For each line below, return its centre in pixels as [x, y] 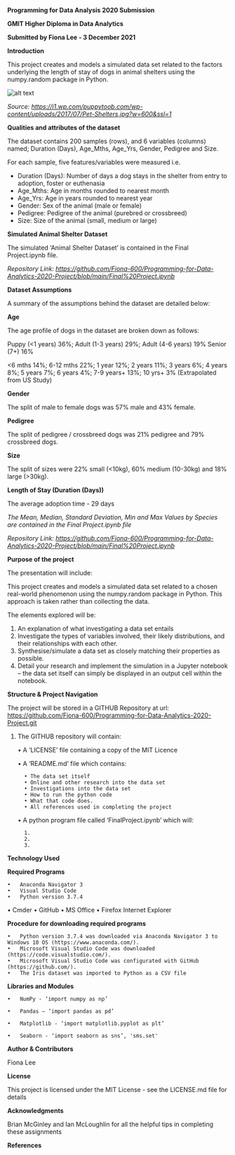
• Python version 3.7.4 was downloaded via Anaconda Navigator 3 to [113, 936]
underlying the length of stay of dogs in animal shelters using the [101, 72]
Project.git [22, 723]
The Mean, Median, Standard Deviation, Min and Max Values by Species [113, 517]
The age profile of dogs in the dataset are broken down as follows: [103, 330]
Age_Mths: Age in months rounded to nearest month [93, 191]
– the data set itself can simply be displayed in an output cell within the [120, 673]
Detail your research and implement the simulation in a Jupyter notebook [122, 666]
